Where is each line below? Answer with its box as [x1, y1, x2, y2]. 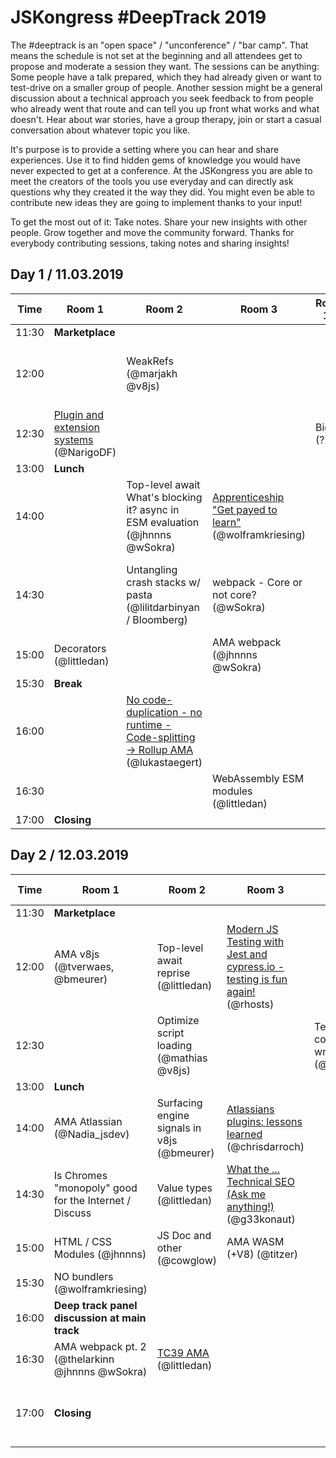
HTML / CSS [53, 1234, 113, 1248]
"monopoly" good [53, 1181, 138, 1195]
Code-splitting [126, 730, 196, 744]
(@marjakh [126, 366, 178, 380]
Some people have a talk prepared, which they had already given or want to [10, 71, 322, 83]
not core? [212, 587, 257, 601]
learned [226, 1127, 263, 1141]
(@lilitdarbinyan [126, 600, 200, 614]
